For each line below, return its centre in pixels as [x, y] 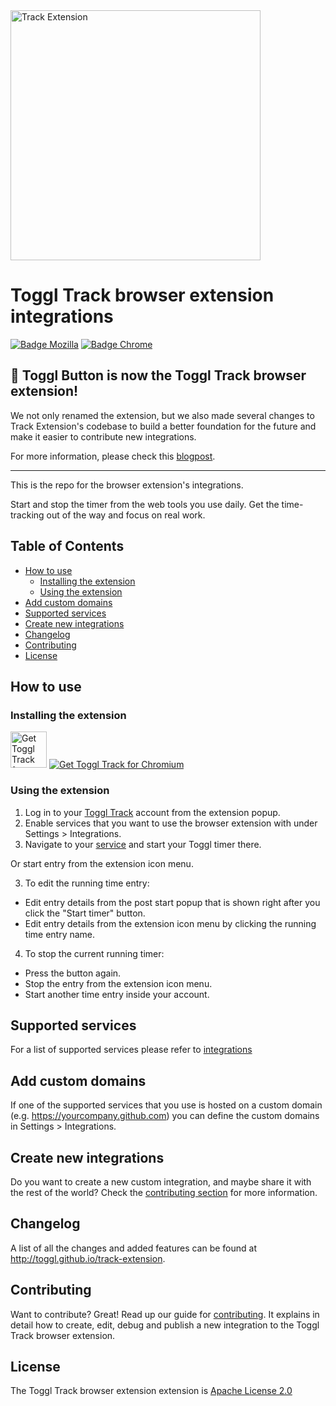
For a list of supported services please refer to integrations [131, 1050]
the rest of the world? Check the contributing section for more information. [164, 1192]
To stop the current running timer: [94, 953]
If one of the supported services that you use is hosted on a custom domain [166, 1105]
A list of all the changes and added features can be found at [134, 1248]
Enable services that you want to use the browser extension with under [171, 823]
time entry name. [60, 934]
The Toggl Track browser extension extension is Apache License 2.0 [151, 1391]
